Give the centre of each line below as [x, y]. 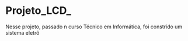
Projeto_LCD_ [38, 11]
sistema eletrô [22, 32]
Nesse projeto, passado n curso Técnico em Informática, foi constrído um [94, 27]
